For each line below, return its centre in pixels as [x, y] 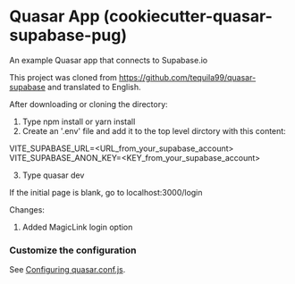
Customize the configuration [73, 250]
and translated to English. [94, 87]
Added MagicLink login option [77, 227]
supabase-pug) [68, 35]
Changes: [27, 209]
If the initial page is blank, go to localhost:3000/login [106, 192]
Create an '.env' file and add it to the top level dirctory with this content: [154, 130]
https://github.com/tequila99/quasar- [188, 77]
